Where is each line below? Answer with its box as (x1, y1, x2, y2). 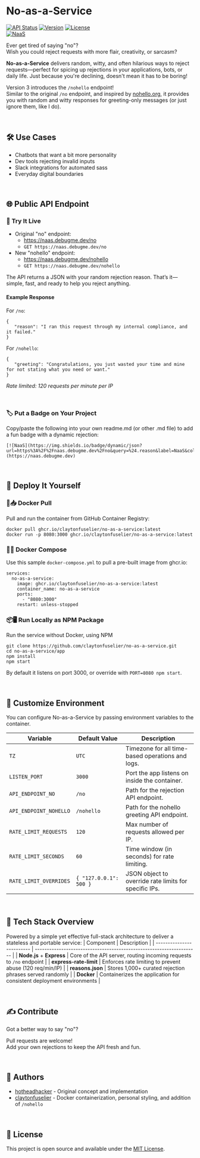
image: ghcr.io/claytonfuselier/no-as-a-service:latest (17, 580, 159, 586)
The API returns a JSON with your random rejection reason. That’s (6, 274, 168, 281)
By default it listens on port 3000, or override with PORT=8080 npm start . (6, 669, 182, 676)
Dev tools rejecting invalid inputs (14, 157, 95, 164)
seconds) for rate (126, 852, 174, 861)
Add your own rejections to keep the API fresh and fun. (6, 1043, 141, 1050)
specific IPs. (126, 884, 160, 893)
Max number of (126, 821, 168, 829)
